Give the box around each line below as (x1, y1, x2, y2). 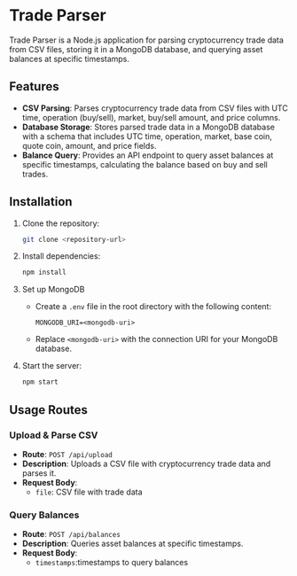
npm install (21, 268, 66, 277)
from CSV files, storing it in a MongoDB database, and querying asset (9, 43, 263, 54)
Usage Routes (9, 402, 89, 417)
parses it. (21, 467, 57, 479)
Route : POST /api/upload (21, 448, 113, 459)
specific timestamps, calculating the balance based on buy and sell (21, 159, 269, 169)
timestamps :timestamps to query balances (35, 557, 189, 568)
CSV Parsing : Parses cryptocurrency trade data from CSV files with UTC (21, 103, 288, 113)
